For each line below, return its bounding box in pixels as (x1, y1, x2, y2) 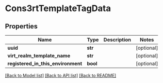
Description (103, 37, 131, 43)
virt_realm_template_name (7, 53, 70, 59)
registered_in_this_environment (7, 60, 82, 67)
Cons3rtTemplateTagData (5, 3, 111, 14)
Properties (5, 22, 38, 30)
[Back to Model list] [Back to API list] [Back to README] (5, 73, 116, 78)
